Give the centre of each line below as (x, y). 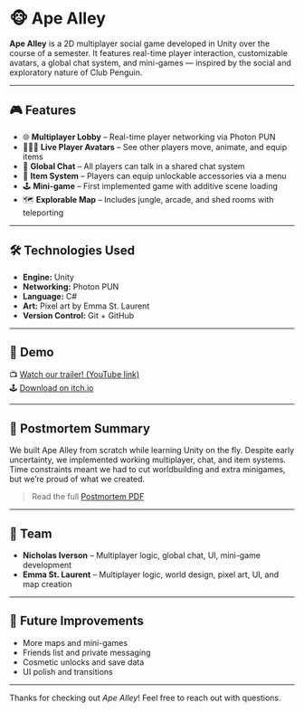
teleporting (43, 213)
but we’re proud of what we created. (77, 479)
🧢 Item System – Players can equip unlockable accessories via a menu (154, 176)
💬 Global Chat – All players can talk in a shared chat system (134, 166)
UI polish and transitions (67, 671)
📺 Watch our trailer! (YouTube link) (75, 375)
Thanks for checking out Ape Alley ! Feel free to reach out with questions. (145, 698)
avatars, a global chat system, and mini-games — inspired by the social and (151, 62)
